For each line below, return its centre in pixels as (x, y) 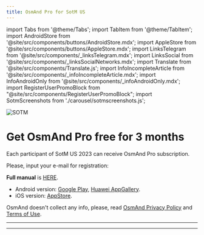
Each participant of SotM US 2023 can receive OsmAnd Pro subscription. (98, 153)
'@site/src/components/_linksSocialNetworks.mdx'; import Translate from (99, 61)
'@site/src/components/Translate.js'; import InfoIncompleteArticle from (96, 68)
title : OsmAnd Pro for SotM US (46, 12)
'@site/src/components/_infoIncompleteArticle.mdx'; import (81, 74)
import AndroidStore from (39, 36)
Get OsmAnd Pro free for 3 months (95, 137)
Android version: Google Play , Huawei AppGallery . (78, 189)
